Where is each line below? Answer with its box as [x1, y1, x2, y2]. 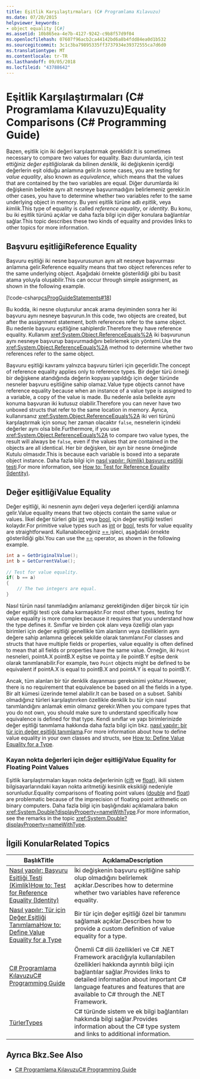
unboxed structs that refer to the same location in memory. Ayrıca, [6, 406, 168, 413]
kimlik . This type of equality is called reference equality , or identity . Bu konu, [6, 205, 192, 212]
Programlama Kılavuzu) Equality [6, 103, 167, 117]
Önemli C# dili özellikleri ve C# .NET [74, 945, 174, 954]
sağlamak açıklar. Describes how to [74, 917, 172, 925]
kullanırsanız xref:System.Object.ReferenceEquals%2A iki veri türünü [6, 413, 176, 420]
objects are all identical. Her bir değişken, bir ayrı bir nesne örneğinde [6, 445, 177, 452]
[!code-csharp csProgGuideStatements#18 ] [6, 294, 112, 302]
